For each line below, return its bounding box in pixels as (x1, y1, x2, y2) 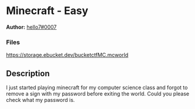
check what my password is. (6, 97, 75, 104)
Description (6, 69, 50, 79)
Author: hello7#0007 (6, 23, 57, 30)
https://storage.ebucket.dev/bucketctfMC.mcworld (6, 52, 129, 59)
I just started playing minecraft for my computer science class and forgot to (6, 84, 188, 91)
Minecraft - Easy (6, 4, 88, 18)
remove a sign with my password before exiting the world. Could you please (6, 90, 190, 97)
